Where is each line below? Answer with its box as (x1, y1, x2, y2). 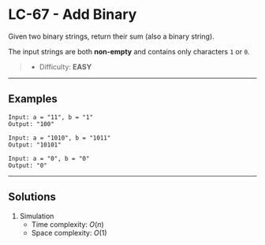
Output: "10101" (8, 140, 62, 149)
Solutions (8, 191, 57, 204)
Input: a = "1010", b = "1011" (8, 134, 111, 142)
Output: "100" (8, 120, 55, 128)
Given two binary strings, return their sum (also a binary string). (8, 32, 215, 41)
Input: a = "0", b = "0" (8, 154, 90, 162)
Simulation (19, 211, 54, 221)
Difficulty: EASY (39, 61, 92, 72)
